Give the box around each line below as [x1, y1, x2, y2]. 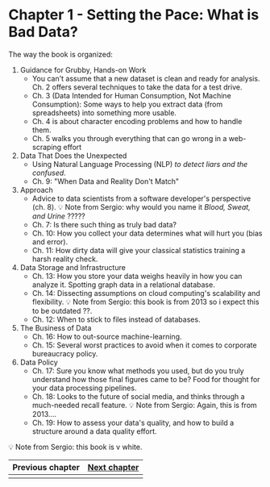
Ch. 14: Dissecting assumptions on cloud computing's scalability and [31, 288, 260, 298]
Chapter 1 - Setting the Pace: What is [8, 6, 260, 24]
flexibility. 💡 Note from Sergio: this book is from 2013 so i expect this [31, 297, 260, 306]
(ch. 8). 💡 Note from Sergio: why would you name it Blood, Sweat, [31, 202, 251, 211]
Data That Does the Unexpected [19, 151, 127, 160]
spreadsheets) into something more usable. [31, 107, 177, 118]
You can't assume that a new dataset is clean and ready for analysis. [31, 73, 260, 83]
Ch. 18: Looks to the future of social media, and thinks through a [31, 391, 245, 401]
